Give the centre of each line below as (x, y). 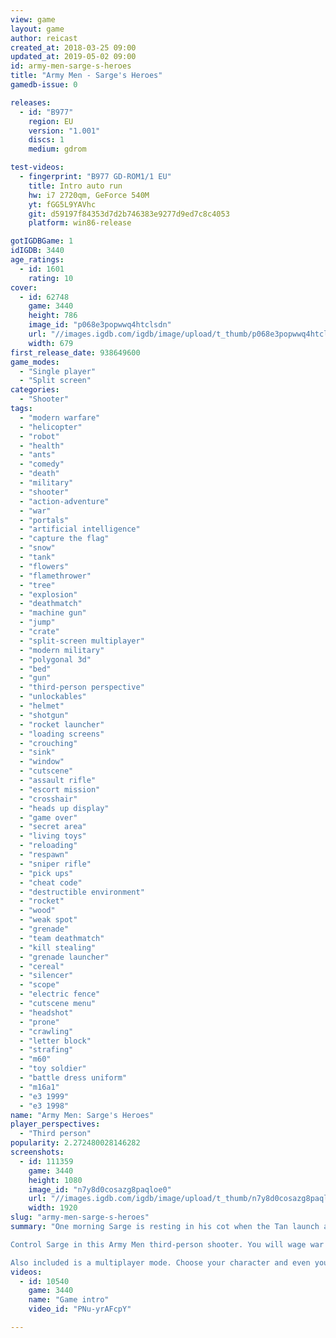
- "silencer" (46, 976)
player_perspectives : (55, 1124)
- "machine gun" (53, 613)
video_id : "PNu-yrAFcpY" (80, 1309)
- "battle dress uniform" (73, 1078)
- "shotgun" (44, 715)
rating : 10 (51, 278)
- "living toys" (53, 836)
